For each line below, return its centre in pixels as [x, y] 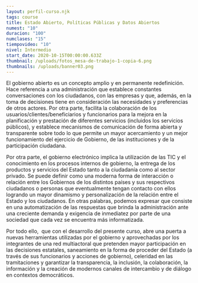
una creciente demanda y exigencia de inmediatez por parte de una [88, 213]
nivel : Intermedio [29, 50]
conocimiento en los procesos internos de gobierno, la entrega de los [91, 163]
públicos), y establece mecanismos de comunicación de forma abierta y [94, 127]
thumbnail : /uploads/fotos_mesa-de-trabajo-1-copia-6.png [79, 61]
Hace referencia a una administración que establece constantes [84, 90]
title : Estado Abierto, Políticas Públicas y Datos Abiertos [83, 22]
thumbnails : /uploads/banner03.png [50, 66]
